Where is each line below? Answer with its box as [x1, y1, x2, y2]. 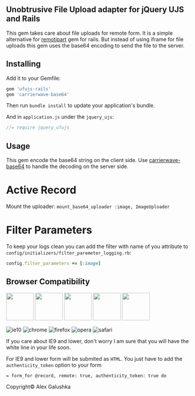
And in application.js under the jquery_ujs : [6, 113, 115, 120]
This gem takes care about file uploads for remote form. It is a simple [6, 29, 173, 36]
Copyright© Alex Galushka [6, 383, 71, 390]
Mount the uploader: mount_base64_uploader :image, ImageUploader [6, 203, 170, 210]
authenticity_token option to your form [6, 361, 102, 368]
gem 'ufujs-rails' [6, 86, 51, 92]
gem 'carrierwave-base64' [6, 91, 69, 98]
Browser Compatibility [6, 277, 90, 287]
